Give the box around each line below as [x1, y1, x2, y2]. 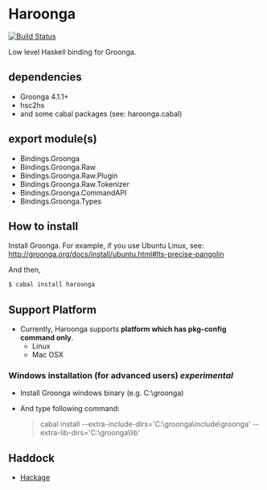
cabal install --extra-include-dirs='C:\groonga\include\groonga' [39, 419, 251, 429]
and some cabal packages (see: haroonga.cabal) [19, 109, 183, 118]
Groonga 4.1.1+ [19, 92, 69, 101]
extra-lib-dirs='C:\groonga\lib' [39, 428, 141, 438]
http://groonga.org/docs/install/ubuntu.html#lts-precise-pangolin [8, 249, 224, 259]
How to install [8, 219, 79, 233]
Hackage [19, 472, 51, 483]
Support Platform [8, 303, 97, 316]
